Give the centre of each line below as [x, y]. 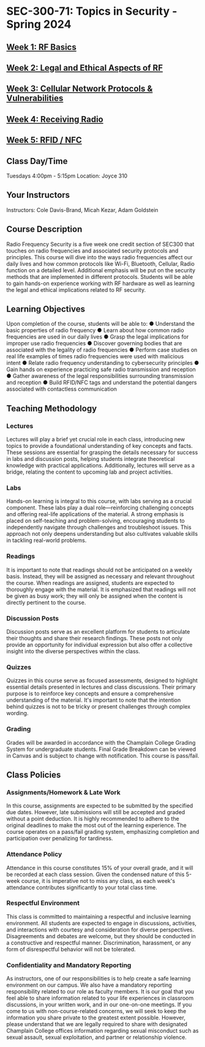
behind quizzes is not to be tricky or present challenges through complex [99, 707]
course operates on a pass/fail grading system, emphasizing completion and [103, 832]
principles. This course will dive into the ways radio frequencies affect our [99, 257]
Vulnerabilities [35, 99]
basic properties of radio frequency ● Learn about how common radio [95, 331]
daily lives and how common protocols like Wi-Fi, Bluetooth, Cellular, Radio [100, 264]
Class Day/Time [37, 161]
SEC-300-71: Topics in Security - [92, 11]
